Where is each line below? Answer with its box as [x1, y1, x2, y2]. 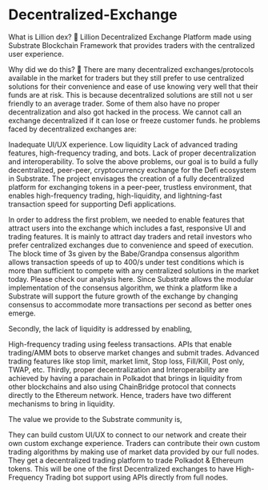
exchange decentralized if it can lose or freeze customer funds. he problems [8, 115, 261, 125]
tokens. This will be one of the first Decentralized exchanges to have [8, 464, 234, 473]
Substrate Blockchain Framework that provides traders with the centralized [8, 40, 255, 50]
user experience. [8, 49, 64, 58]
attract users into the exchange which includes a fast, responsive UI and [8, 223, 246, 233]
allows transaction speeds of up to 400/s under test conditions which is [8, 257, 245, 267]
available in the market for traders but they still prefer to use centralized [8, 73, 245, 82]
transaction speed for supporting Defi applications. [8, 199, 177, 209]
